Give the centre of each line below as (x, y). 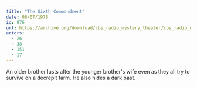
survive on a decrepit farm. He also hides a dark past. (71, 78)
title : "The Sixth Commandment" (45, 11)
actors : (16, 33)
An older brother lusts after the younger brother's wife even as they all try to (98, 71)
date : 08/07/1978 (27, 17)
